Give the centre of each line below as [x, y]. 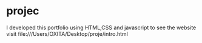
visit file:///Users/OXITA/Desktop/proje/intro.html [67, 33]
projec [23, 11]
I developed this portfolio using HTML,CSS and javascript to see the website [101, 27]
